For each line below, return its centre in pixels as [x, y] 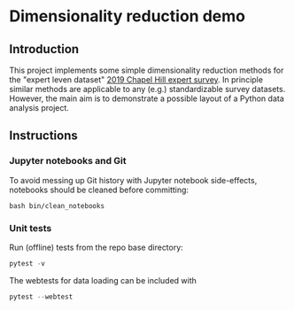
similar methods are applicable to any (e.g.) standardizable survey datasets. [147, 89]
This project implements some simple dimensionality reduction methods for [147, 70]
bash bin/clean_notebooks [57, 205]
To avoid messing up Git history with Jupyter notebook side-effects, [133, 180]
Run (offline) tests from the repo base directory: [96, 247]
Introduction [44, 49]
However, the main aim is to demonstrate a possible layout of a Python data [147, 98]
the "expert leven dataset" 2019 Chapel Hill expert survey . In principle [136, 80]
